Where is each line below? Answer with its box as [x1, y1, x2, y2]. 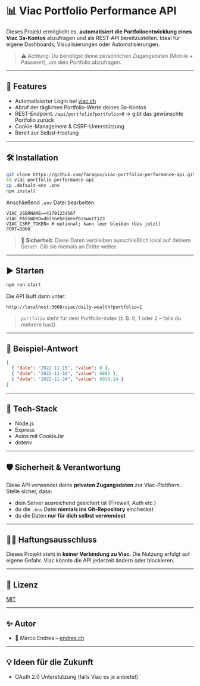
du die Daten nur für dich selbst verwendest [14, 512, 126, 519]
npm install [6, 188, 36, 194]
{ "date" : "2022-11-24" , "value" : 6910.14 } [11, 376, 124, 382]
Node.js [14, 420, 35, 427]
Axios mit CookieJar [14, 432, 64, 439]
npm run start [6, 281, 42, 288]
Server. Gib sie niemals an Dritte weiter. [20, 243, 118, 250]
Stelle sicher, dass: [6, 487, 52, 495]
